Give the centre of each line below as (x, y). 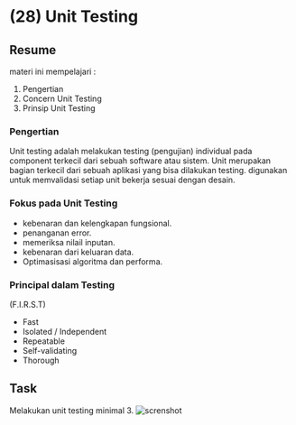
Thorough (41, 360)
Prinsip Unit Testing (59, 108)
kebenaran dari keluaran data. (78, 252)
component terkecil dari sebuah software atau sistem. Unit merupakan (140, 161)
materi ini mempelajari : (53, 71)
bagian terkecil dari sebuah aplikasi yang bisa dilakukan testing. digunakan (148, 171)
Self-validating (50, 350)
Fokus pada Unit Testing (64, 203)
